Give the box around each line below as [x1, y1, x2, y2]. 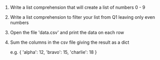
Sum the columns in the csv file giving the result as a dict [10, 39, 130, 45]
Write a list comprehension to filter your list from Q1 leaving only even [10, 14, 155, 20]
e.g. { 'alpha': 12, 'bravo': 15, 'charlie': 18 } [10, 49, 97, 55]
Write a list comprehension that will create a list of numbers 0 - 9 [10, 5, 145, 10]
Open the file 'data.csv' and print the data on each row [10, 29, 125, 35]
